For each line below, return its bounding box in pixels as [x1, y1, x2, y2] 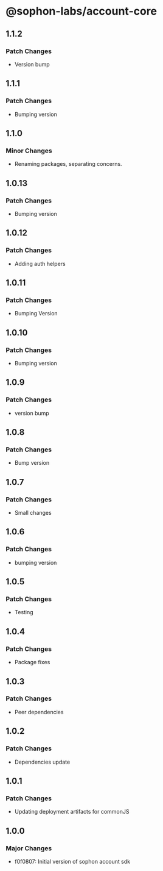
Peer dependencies [14, 708, 64, 715]
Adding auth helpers [14, 260, 66, 267]
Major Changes [5, 844, 52, 852]
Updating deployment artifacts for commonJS [14, 808, 130, 815]
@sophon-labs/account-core [5, 4, 158, 18]
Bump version [14, 459, 50, 467]
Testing [14, 609, 34, 616]
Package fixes [14, 659, 50, 666]
